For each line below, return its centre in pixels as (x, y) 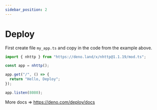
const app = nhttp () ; (27, 66)
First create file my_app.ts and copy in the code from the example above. (79, 48)
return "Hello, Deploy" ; (35, 79)
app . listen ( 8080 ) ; (24, 92)
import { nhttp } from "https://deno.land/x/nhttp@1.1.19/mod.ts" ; (76, 57)
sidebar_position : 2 (26, 10)
